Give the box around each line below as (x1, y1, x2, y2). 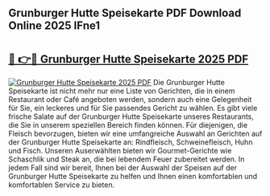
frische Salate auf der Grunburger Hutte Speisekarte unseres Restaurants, (8, 112, 254, 121)
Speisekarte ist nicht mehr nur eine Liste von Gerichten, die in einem (8, 86, 235, 96)
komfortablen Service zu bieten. (8, 180, 115, 190)
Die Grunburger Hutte (152, 78, 226, 87)
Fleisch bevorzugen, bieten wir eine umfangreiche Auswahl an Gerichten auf (8, 129, 263, 138)
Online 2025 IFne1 (8, 19, 101, 33)
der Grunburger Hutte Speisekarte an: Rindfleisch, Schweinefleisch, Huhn (8, 137, 253, 147)
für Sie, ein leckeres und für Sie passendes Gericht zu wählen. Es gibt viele (8, 104, 258, 112)
